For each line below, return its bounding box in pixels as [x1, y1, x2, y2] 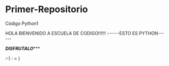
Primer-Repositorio [5, 4, 88, 15]
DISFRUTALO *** [5, 45, 40, 51]
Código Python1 [5, 20, 39, 26]
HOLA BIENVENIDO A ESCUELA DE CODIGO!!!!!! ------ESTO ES [5, 30, 138, 36]
